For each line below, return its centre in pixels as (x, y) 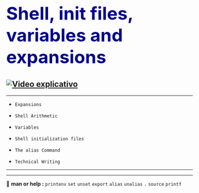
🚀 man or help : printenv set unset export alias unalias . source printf (94, 184)
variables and (65, 35)
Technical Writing (37, 162)
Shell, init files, (70, 14)
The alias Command (37, 150)
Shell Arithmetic (36, 116)
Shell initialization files (49, 139)
